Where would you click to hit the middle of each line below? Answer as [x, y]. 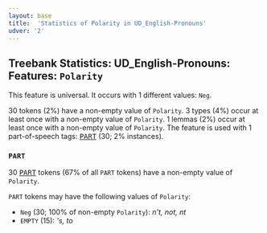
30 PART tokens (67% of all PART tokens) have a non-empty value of [121, 173]
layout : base [30, 16]
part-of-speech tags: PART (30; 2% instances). [86, 137]
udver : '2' [27, 31]
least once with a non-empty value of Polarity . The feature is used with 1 [130, 128]
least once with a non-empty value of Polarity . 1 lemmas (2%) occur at [127, 119]
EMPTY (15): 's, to [47, 221]
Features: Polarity [55, 76]
